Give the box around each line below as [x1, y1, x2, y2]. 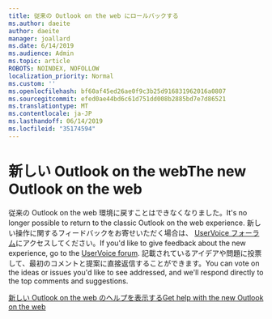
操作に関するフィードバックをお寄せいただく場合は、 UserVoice [15, 228, 229, 237]
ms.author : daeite [8, 19, 70, 28]
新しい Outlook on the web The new [8, 162, 247, 181]
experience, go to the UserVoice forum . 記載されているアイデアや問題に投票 [8, 248, 262, 257]
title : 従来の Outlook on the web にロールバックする [8, 11, 179, 20]
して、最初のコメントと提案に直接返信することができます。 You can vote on [8, 258, 260, 268]
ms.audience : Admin [8, 49, 74, 57]
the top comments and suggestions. [8, 276, 129, 286]
